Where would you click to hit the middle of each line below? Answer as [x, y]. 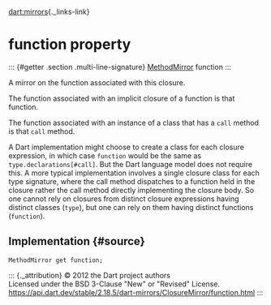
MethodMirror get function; [56, 260]
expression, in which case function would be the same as [105, 155]
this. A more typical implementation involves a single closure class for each [134, 173]
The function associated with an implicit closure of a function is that [122, 98]
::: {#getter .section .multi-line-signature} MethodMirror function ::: [120, 67]
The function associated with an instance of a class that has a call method [134, 122]
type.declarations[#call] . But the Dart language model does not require [131, 164]
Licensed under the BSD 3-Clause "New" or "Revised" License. [114, 284]
